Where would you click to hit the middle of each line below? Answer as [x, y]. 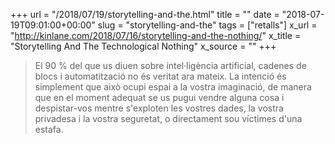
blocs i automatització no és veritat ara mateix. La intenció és [160, 76]
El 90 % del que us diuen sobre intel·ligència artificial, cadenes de [170, 65]
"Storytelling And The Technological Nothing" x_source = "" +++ [143, 46]
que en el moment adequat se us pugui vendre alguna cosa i [159, 97]
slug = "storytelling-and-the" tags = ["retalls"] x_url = [207, 25]
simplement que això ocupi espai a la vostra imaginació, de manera [173, 87]
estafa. [49, 129]
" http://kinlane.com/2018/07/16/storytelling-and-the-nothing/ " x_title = [156, 35]
